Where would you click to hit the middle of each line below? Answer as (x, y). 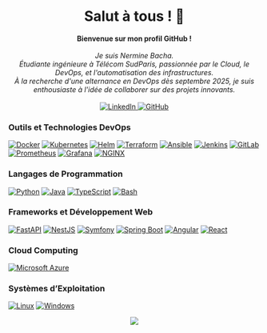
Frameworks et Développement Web (81, 212)
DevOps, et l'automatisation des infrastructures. (134, 72)
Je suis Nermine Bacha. (134, 55)
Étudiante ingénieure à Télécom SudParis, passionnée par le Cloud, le (134, 64)
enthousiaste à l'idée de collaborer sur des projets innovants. (134, 89)
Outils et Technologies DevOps (70, 127)
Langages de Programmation (66, 174)
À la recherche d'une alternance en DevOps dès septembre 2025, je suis (134, 81)
